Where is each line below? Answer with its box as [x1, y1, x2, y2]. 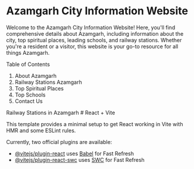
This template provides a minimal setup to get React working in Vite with [6, 120, 183, 127]
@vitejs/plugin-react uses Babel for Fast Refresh [14, 150, 134, 157]
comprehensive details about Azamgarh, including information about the [6, 30, 184, 37]
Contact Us [14, 97, 43, 105]
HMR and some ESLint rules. [6, 127, 76, 134]
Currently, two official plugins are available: [6, 138, 112, 145]
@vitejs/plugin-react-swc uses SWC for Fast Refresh [14, 156, 145, 163]
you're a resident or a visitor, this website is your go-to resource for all [6, 43, 179, 50]
